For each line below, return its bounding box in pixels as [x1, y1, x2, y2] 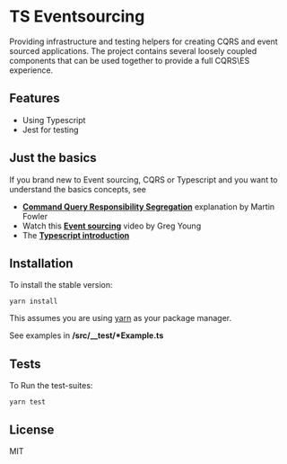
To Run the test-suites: [9, 380, 93, 391]
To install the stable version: [9, 280, 113, 290]
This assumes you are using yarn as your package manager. [9, 313, 232, 324]
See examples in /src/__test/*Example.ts [9, 330, 164, 341]
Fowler [22, 210, 48, 221]
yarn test [9, 397, 47, 406]
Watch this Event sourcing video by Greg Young [22, 220, 202, 231]
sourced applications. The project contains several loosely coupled [9, 45, 257, 56]
